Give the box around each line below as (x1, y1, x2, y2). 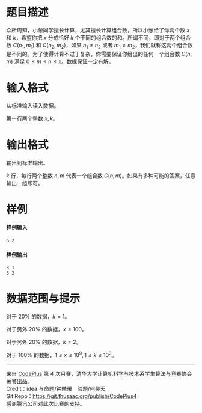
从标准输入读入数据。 (6, 102, 59, 109)
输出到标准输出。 (6, 159, 49, 166)
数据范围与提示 (6, 292, 81, 305)
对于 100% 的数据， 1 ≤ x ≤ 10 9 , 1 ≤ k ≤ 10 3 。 (6, 350, 117, 358)
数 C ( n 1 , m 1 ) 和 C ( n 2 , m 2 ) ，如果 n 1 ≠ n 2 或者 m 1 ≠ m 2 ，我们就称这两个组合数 (6, 41, 194, 50)
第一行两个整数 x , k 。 (6, 115, 58, 122)
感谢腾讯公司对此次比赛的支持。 (6, 400, 85, 407)
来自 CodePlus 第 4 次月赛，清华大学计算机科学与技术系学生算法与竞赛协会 (6, 370, 192, 377)
